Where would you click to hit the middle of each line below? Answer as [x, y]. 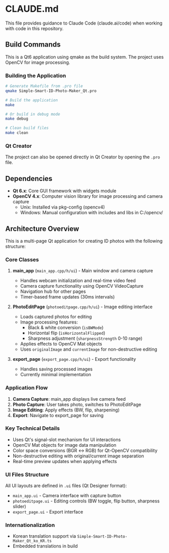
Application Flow [27, 388]
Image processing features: [49, 322]
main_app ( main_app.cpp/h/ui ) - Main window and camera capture [83, 271]
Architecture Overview [42, 229]
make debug [17, 119]
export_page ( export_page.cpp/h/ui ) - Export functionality [74, 359]
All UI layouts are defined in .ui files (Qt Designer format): [66, 486]
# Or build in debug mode [33, 114]
